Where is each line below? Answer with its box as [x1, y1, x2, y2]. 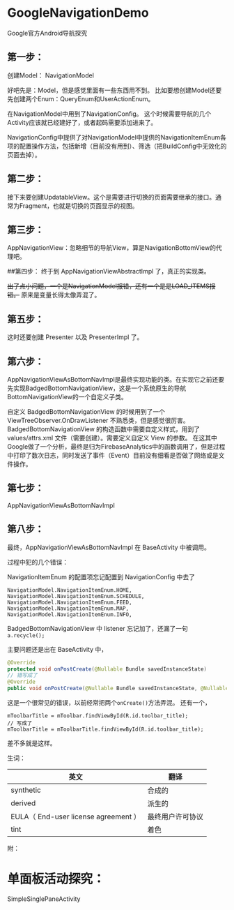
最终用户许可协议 [147, 812, 204, 821]
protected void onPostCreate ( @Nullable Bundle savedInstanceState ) [7, 665, 208, 673]
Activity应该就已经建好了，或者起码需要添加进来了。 [7, 118, 157, 126]
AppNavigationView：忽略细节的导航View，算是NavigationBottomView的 [7, 244, 216, 252]
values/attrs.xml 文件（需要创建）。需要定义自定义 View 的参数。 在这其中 [7, 434, 218, 442]
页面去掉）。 [7, 150, 41, 158]
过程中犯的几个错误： [7, 558, 68, 566]
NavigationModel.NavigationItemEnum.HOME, [7, 586, 132, 594]
